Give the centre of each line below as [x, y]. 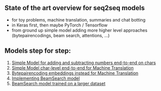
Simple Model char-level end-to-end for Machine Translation [72, 68]
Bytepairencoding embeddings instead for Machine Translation [75, 73]
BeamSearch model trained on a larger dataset [59, 83]
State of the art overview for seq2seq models [75, 8]
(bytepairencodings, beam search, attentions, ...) [61, 35]
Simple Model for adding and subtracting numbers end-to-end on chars [84, 63]
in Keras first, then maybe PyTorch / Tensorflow [60, 25]
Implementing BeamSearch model [46, 78]
